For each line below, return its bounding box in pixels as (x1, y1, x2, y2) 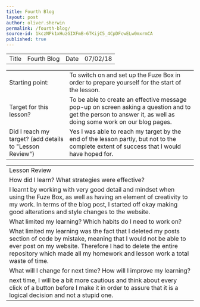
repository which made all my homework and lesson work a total (9, 249, 189, 258)
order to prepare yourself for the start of (69, 79, 182, 86)
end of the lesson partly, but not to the (69, 135, 177, 143)
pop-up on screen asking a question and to (69, 103, 191, 111)
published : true (6, 36, 46, 42)
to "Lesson (9, 142, 40, 151)
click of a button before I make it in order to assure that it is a (9, 284, 179, 292)
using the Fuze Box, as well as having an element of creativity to (9, 193, 188, 201)
